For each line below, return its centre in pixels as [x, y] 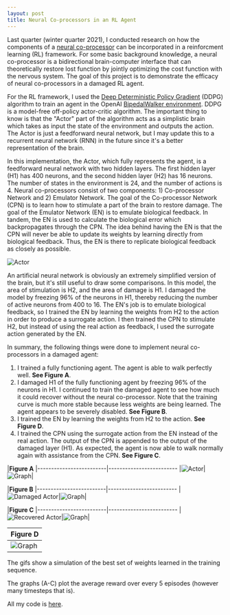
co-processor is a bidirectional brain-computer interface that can [99, 61]
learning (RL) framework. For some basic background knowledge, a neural [112, 54]
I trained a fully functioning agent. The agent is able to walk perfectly [115, 368]
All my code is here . [35, 604]
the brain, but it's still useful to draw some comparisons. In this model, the [112, 282]
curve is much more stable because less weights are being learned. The [119, 404]
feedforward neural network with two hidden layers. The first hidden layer [112, 168]
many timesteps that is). [41, 590]
